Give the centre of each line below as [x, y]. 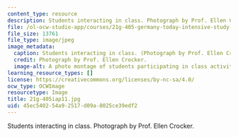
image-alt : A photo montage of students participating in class [110, 66]
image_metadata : [31, 47]
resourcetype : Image [38, 93]
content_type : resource [42, 14]
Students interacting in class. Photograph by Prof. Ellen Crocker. [101, 126]
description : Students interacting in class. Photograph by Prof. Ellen [117, 20]
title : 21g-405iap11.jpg [44, 100]
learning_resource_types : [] [50, 73]
